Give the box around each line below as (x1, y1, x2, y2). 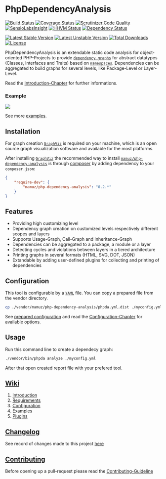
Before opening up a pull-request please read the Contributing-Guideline (5, 468, 153, 474)
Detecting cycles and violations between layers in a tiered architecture (12, 247, 156, 253)
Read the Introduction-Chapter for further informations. (5, 80, 118, 86)
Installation (5, 127, 41, 135)
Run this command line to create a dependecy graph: (5, 346, 113, 352)
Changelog (5, 428, 40, 436)
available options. (5, 319, 41, 325)
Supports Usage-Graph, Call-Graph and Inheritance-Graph (12, 236, 132, 242)
